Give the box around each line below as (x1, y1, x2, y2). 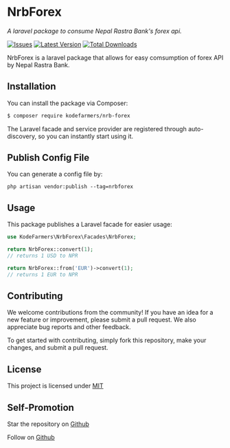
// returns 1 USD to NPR (7, 252, 78, 259)
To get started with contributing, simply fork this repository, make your (7, 336, 207, 344)
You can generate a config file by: (7, 170, 103, 179)
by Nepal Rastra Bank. (7, 60, 70, 69)
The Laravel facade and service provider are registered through (7, 124, 187, 133)
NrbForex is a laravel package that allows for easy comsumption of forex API (7, 53, 224, 62)
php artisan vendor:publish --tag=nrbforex (7, 183, 134, 190)
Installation (7, 80, 56, 93)
